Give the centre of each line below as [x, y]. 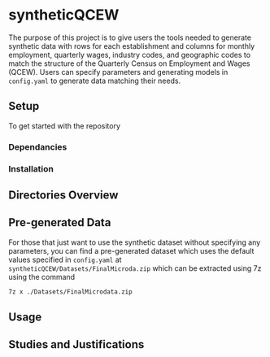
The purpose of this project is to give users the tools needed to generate [130, 37]
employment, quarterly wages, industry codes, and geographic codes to [129, 54]
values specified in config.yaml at [65, 259]
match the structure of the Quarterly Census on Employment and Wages [129, 63]
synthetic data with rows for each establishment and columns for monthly [132, 46]
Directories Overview [63, 195]
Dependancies [38, 146]
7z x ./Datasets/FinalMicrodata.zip [70, 292]
